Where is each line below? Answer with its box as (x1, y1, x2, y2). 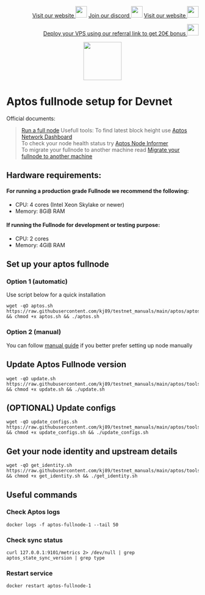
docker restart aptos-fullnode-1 (6, 583, 92, 589)
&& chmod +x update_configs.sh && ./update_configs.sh (6, 430, 149, 436)
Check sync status (6, 536, 63, 544)
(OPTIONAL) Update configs (6, 403, 116, 413)
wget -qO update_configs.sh (6, 419, 78, 425)
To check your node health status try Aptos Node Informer (21, 139, 169, 146)
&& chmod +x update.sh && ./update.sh (6, 386, 105, 392)
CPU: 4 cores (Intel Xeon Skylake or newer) (15, 201, 125, 208)
